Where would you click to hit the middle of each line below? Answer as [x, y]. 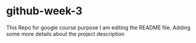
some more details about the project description [65, 33]
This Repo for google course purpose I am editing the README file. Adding [98, 27]
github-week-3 [44, 11]
